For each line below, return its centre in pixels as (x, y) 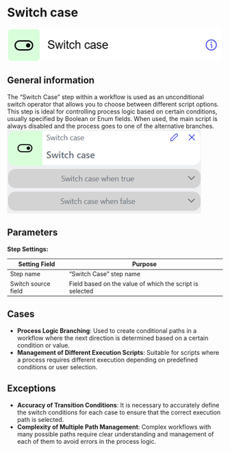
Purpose (145, 264)
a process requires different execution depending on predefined (107, 360)
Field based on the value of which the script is (133, 283)
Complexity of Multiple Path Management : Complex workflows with (114, 427)
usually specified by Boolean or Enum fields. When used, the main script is (112, 118)
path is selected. (40, 419)
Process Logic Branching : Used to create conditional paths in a (107, 330)
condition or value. (43, 345)
